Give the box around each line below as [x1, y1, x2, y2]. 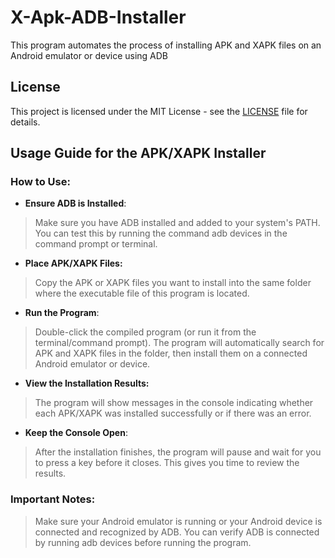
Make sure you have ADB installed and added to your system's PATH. [34, 217, 321, 229]
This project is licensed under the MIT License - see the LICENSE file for [10, 105, 308, 117]
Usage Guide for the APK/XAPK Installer [10, 145, 267, 162]
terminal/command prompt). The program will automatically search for [34, 337, 325, 349]
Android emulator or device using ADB [10, 49, 169, 61]
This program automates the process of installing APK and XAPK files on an [10, 39, 322, 51]
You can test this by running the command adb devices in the [34, 227, 288, 240]
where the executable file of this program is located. [34, 287, 250, 300]
